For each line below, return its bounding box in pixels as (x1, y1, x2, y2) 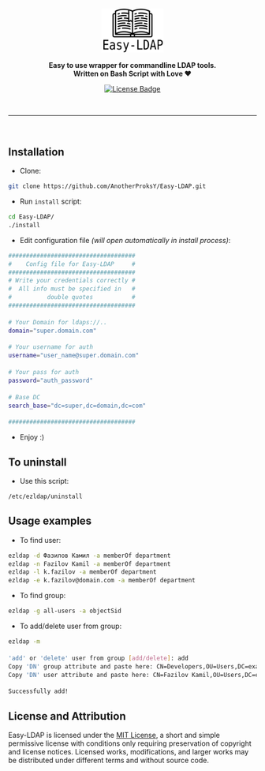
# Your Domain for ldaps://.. (8, 318, 108, 326)
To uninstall (8, 455, 67, 469)
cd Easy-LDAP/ (8, 213, 55, 221)
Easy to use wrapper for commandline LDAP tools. (48, 61, 217, 70)
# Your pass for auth (8, 369, 80, 376)
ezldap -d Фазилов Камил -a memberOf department (8, 552, 171, 560)
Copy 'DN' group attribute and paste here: (8, 662, 154, 671)
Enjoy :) (19, 432, 45, 442)
